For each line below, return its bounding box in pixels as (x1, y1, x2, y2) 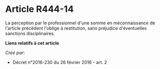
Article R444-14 (5, 3, 74, 15)
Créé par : (5, 50, 25, 56)
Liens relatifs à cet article (5, 40, 59, 46)
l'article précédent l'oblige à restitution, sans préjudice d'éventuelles (5, 25, 147, 31)
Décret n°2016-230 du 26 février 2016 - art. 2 (12, 59, 107, 65)
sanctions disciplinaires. (5, 30, 55, 36)
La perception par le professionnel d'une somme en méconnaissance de (5, 20, 155, 26)
